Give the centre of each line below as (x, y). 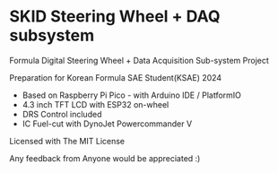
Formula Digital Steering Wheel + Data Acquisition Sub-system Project (139, 60)
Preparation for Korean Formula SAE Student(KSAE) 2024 (116, 77)
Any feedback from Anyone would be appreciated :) (105, 158)
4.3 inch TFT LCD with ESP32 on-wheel (96, 104)
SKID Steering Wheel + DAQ (115, 17)
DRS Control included (62, 114)
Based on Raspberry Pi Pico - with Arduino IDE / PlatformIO (132, 95)
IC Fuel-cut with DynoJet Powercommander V (107, 124)
